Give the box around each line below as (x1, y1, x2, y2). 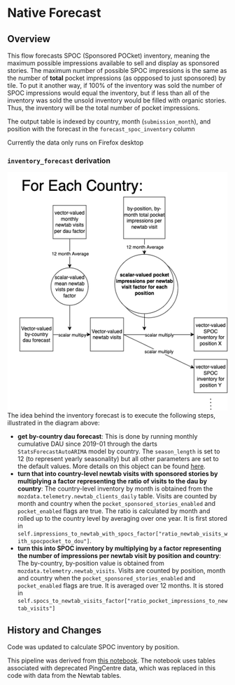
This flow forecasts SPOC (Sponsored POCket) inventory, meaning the (7, 51, 211, 60)
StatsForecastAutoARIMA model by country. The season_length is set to (17, 447, 220, 455)
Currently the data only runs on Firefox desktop (7, 138, 144, 147)
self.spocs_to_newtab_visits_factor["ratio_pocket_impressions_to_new (17, 598, 228, 605)
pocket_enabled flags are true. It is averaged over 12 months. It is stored (17, 581, 224, 590)
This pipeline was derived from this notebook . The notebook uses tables (7, 656, 215, 665)
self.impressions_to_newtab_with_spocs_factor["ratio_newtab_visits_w (17, 531, 228, 538)
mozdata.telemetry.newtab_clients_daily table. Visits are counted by (17, 492, 218, 500)
